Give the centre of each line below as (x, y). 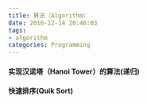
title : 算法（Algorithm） (49, 15)
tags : (17, 30)
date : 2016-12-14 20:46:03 (53, 23)
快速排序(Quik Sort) (41, 91)
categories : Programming (49, 45)
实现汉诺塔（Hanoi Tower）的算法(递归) (74, 71)
